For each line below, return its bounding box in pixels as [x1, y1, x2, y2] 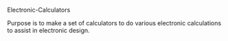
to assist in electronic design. [7, 27, 91, 34]
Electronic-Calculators [7, 6, 71, 14]
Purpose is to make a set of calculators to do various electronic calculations [7, 19, 222, 27]
